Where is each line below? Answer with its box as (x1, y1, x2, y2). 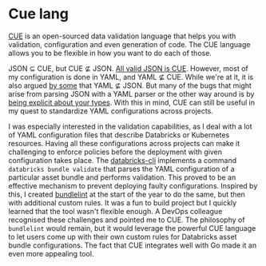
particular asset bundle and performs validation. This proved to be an (8, 173, 236, 182)
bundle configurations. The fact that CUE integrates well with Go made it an (8, 240, 257, 250)
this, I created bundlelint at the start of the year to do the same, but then (8, 189, 246, 199)
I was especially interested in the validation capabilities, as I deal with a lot (8, 121, 253, 131)
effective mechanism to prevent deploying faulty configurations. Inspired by (8, 181, 258, 190)
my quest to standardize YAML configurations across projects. (8, 105, 214, 116)
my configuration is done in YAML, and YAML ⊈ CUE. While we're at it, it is (8, 72, 254, 81)
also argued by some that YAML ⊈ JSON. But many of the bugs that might (8, 81, 252, 90)
